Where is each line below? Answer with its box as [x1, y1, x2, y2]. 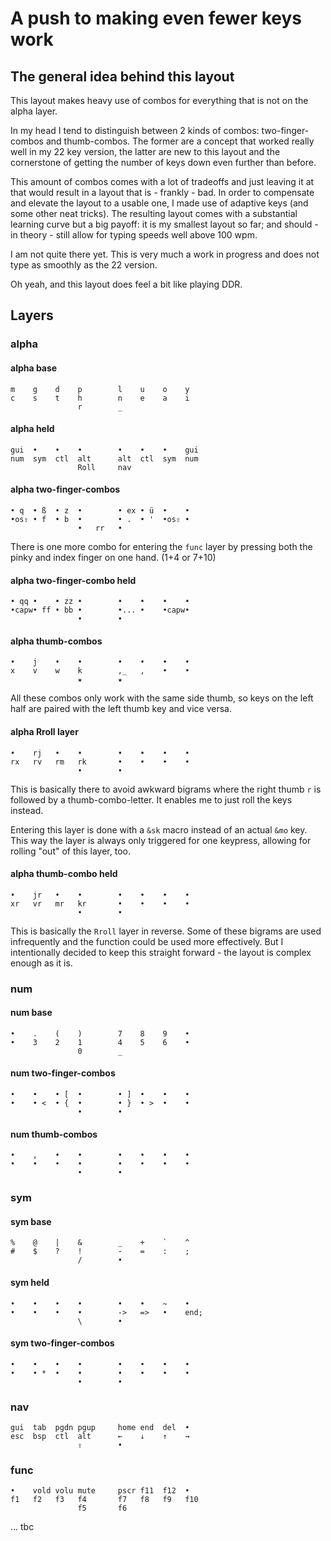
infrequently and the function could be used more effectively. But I [10, 935, 284, 947]
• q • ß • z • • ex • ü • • [10, 505, 190, 516]
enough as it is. [10, 957, 73, 969]
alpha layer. [10, 105, 58, 117]
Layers [10, 307, 54, 324]
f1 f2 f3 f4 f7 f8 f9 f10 [10, 1495, 199, 1505]
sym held [10, 1276, 50, 1288]
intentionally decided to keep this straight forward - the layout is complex [10, 946, 312, 958]
